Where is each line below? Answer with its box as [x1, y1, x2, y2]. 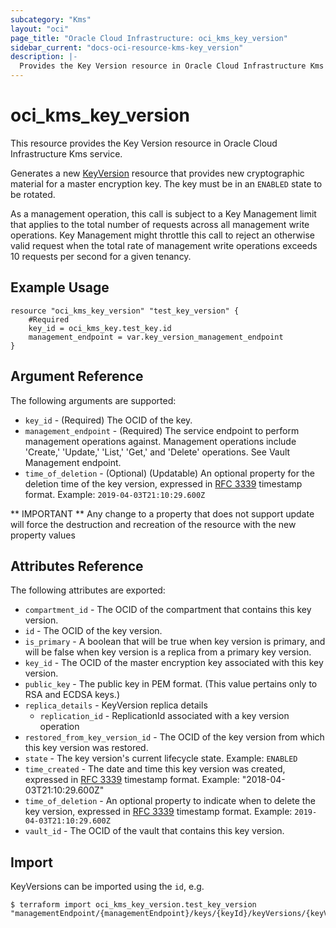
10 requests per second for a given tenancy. [10, 250, 192, 262]
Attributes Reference [10, 557, 144, 575]
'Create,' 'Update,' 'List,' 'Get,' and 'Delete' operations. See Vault [24, 446, 291, 458]
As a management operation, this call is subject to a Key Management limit [10, 207, 317, 220]
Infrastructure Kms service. [10, 147, 123, 160]
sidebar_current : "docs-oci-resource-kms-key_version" [10, 42, 244, 53]
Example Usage [10, 279, 110, 296]
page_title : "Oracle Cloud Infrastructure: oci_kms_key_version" [10, 33, 288, 43]
